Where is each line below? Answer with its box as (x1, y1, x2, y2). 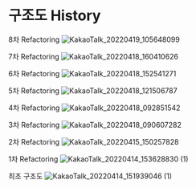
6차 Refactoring (8, 68, 60, 78)
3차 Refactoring (8, 120, 60, 129)
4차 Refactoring (8, 103, 60, 112)
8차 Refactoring (8, 35, 60, 44)
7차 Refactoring (8, 51, 60, 61)
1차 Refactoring (8, 153, 59, 164)
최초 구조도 (8, 171, 43, 181)
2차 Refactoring (8, 137, 60, 146)
